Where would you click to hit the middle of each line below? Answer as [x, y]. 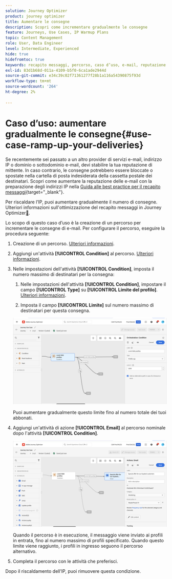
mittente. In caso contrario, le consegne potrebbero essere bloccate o [79, 170]
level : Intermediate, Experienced [42, 49]
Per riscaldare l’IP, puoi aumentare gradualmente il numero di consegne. [81, 202]
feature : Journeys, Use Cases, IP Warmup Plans [57, 33]
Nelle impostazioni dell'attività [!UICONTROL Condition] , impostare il [93, 284]
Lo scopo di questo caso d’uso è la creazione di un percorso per [73, 222]
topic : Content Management [34, 38]
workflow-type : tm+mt [28, 81]
